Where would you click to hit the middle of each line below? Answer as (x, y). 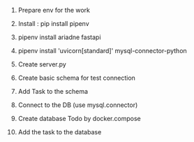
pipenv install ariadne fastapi (59, 37)
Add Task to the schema (53, 91)
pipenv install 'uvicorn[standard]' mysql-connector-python (102, 51)
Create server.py (42, 64)
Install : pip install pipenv (53, 23)
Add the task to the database (60, 132)
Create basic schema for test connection (76, 78)
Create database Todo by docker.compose (80, 119)
